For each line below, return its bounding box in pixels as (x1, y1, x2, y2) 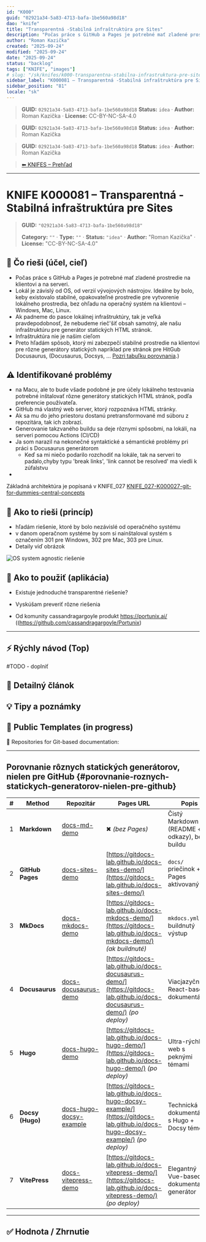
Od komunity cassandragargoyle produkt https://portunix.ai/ (15, 613, 167, 620)
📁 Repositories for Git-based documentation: (6, 738, 120, 746)
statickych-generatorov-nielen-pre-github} (6, 781, 177, 791)
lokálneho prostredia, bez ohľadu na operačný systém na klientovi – (15, 300, 186, 307)
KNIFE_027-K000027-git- (126, 483, 192, 490)
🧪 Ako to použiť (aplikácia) (6, 572, 109, 583)
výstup (167, 929, 188, 938)
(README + (167, 825, 202, 834)
